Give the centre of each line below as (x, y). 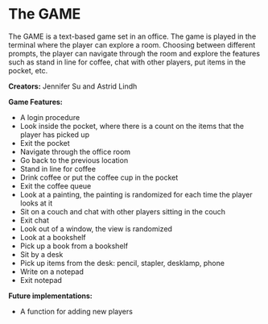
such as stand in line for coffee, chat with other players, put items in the (127, 62)
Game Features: (35, 102)
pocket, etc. (28, 70)
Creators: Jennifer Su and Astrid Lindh (73, 86)
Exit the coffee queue (56, 185)
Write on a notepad (52, 272)
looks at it (36, 203)
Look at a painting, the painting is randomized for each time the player (136, 194)
